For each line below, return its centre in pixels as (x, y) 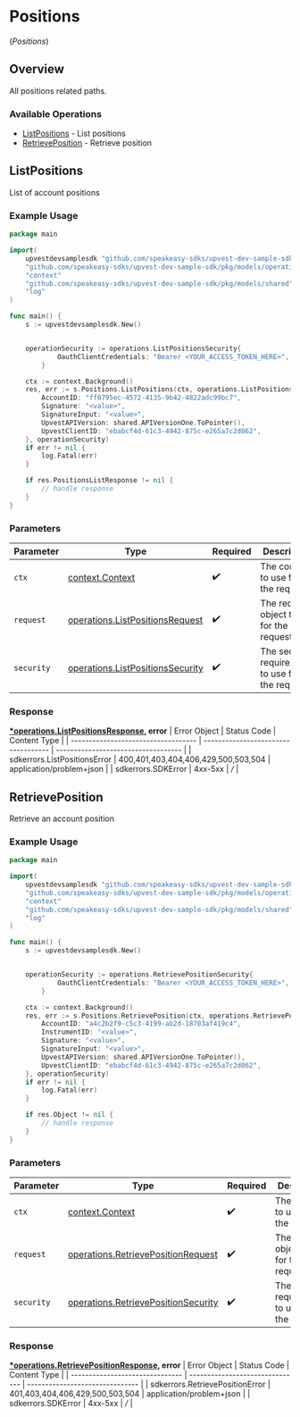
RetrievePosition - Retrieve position (87, 143)
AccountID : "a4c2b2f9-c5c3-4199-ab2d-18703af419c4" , (142, 1024)
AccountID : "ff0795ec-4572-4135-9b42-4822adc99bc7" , (142, 398)
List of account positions (54, 192)
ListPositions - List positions (74, 134)
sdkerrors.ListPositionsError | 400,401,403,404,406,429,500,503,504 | (140, 759)
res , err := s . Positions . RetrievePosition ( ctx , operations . (139, 1016)
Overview (37, 69)
